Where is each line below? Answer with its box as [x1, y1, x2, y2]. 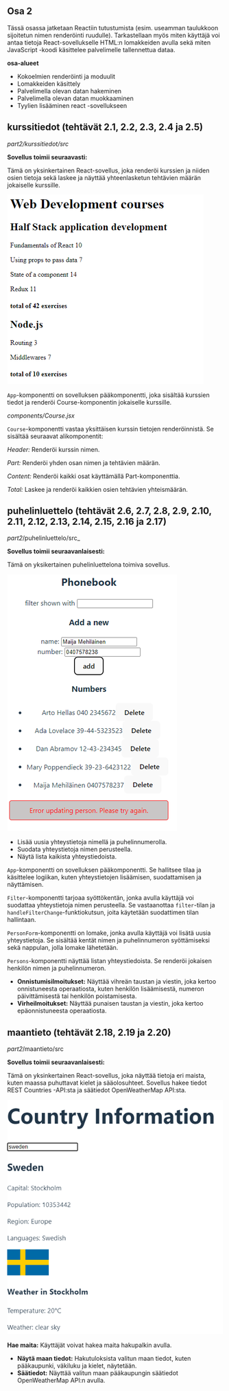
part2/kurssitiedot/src [7, 139, 69, 148]
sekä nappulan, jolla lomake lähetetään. [7, 944, 119, 952]
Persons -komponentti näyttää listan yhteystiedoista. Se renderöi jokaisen [7, 957, 213, 965]
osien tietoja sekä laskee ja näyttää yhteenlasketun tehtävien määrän [7, 173, 201, 181]
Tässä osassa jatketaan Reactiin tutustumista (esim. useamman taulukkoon [7, 23, 219, 32]
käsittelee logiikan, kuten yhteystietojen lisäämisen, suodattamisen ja [7, 873, 202, 881]
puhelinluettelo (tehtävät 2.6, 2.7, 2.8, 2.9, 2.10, [7, 505, 212, 517]
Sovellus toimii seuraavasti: [7, 152, 88, 161]
